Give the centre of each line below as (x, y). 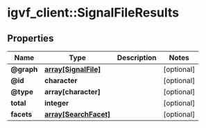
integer (57, 103)
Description (137, 58)
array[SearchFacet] (78, 114)
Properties (31, 38)
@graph (24, 69)
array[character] (72, 92)
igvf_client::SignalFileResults (93, 13)
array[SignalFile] (73, 69)
